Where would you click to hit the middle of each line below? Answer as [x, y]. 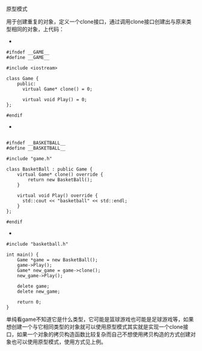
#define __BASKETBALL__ [36, 148]
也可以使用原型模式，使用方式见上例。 [59, 342]
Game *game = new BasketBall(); [57, 260]
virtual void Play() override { [57, 196]
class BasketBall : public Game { [50, 169]
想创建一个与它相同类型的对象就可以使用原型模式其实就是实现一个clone [95, 327]
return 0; [29, 302]
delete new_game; [39, 291]
